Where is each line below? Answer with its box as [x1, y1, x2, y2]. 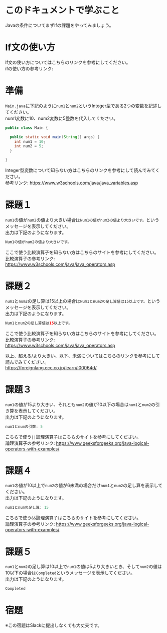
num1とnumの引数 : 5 [5, 424, 43, 429]
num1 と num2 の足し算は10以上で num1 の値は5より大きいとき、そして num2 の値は [5, 564, 162, 570]
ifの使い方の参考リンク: [5, 65, 54, 71]
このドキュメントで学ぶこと [5, 5, 120, 16]
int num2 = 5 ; [14, 144, 44, 149]
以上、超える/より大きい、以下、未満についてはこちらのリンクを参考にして [5, 353, 160, 359]
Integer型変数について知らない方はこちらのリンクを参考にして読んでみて [5, 167, 155, 174]
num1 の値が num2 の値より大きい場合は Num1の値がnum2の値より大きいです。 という [5, 217, 159, 223]
